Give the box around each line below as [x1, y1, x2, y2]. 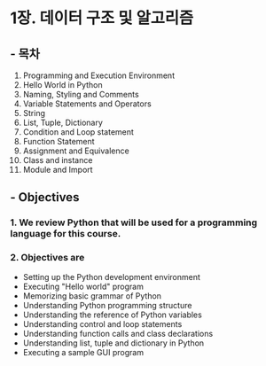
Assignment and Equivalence [22, 145, 129, 156]
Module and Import [22, 165, 93, 175]
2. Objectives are [10, 252, 85, 264]
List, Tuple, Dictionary [22, 117, 103, 128]
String [22, 108, 46, 118]
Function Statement [22, 136, 96, 146]
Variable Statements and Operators [22, 98, 152, 109]
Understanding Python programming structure [22, 300, 192, 310]
